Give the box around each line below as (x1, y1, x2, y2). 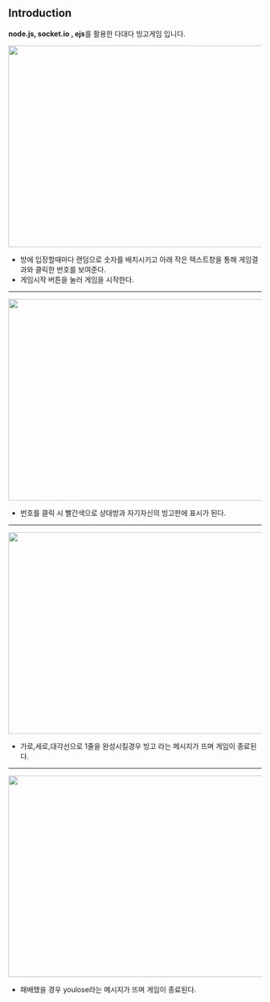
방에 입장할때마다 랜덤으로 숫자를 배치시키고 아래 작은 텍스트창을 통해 (19, 254, 237, 264)
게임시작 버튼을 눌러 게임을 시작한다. (19, 274, 134, 285)
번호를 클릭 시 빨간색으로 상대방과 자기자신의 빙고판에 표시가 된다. (19, 508, 227, 518)
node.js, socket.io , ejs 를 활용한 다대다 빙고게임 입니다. (8, 28, 186, 39)
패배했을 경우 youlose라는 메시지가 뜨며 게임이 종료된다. (19, 984, 197, 994)
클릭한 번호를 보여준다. (35, 264, 107, 274)
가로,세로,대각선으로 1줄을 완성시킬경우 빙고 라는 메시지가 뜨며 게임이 (19, 741, 235, 750)
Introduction (8, 6, 72, 20)
